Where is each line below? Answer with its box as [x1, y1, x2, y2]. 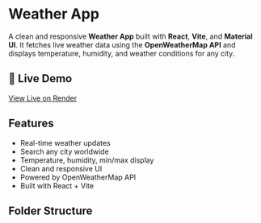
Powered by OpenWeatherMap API [19, 172, 137, 182]
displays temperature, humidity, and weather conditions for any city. [8, 48, 235, 58]
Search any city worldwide [19, 147, 109, 156]
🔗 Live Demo [8, 72, 73, 85]
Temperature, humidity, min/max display [19, 155, 154, 165]
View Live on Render [8, 93, 78, 103]
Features [8, 117, 54, 130]
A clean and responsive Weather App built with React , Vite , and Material [8, 31, 253, 41]
